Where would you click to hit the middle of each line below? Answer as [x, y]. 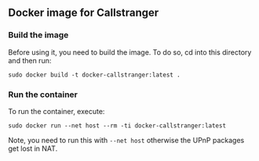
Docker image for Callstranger [84, 13]
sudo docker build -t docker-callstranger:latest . [94, 75]
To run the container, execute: [57, 111]
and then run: [30, 60]
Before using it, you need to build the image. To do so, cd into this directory [130, 52]
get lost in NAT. [33, 148]
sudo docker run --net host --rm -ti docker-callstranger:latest [117, 125]
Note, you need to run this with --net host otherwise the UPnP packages [126, 140]
